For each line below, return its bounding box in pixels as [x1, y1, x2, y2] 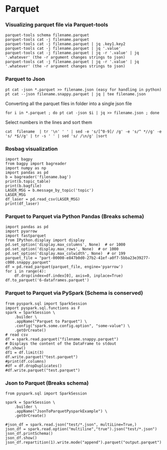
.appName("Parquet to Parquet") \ [14, 318, 87, 324]
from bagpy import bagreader [5, 161, 67, 167]
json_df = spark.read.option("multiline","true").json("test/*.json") [5, 426, 157, 432]
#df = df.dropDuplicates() [5, 363, 62, 368]
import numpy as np [5, 166, 47, 171]
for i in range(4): [5, 269, 47, 274]
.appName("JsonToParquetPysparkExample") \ [14, 408, 108, 414]
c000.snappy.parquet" [5, 260, 51, 265]
